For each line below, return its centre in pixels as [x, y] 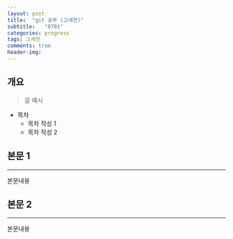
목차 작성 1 [42, 123]
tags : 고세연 [24, 39]
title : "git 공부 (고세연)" [46, 20]
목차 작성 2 [42, 132]
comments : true [29, 46]
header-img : [24, 53]
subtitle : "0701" [35, 26]
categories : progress [38, 33]
